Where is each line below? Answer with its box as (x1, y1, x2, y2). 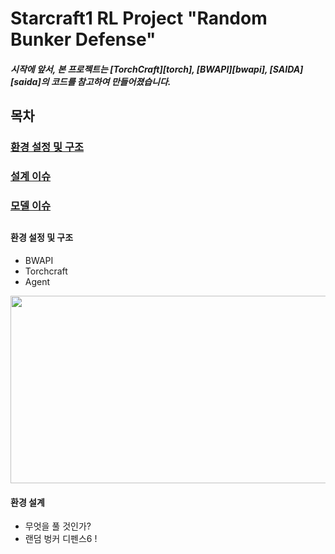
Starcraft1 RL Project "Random (10, 7, 268, 30)
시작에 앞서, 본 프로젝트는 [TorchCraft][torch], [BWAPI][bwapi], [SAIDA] (10, 63, 304, 75)
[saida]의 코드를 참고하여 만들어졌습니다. (10, 75, 172, 87)
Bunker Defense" (10, 28, 157, 51)
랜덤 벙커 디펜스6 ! (24, 533, 98, 545)
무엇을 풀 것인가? (24, 520, 92, 532)
